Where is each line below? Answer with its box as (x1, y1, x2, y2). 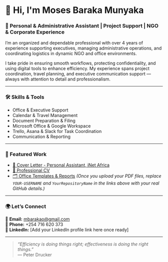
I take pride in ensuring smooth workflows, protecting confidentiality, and (5, 60, 156, 66)
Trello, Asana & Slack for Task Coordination (12, 128, 102, 134)
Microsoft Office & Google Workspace (12, 122, 91, 129)
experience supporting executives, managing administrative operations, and (5, 45, 162, 51)
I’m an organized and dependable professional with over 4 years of (5, 40, 143, 46)
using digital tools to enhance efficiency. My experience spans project (5, 65, 150, 71)
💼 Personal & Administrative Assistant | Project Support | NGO (5, 22, 159, 29)
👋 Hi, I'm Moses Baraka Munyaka (5, 4, 144, 16)
